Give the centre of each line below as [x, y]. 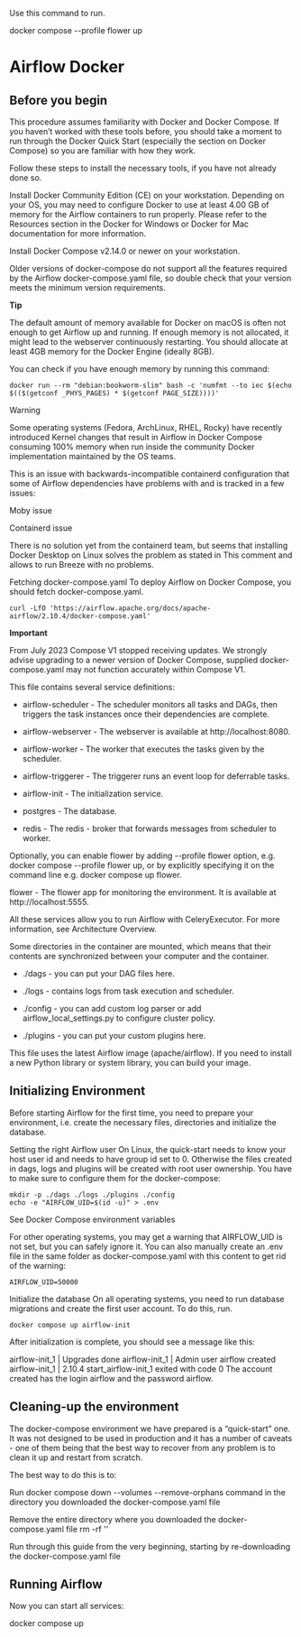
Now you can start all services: [67, 1606]
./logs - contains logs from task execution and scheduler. [128, 991]
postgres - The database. [69, 811]
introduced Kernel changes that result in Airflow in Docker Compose [136, 437]
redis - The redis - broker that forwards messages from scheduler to [149, 828]
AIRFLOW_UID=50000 [44, 1282]
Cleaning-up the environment [94, 1407]
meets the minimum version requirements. [87, 287]
